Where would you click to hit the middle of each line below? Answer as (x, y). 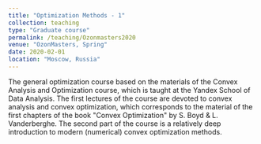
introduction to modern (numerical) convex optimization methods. (115, 131)
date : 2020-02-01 (37, 52)
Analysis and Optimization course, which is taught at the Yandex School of (129, 90)
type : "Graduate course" (49, 30)
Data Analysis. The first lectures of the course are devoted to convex (120, 98)
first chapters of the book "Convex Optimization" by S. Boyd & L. (113, 115)
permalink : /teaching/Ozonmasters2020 (72, 37)
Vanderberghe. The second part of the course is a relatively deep (115, 124)
